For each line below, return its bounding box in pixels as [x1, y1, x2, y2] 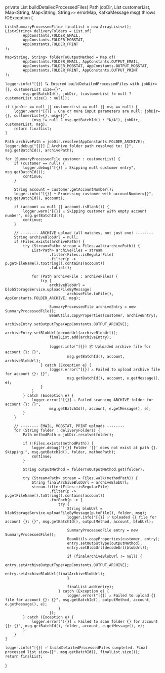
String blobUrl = [67, 506, 103, 511]
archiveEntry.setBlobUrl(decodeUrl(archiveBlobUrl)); [5, 330, 119, 335]
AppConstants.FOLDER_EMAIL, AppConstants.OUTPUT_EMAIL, [23, 59, 140, 64]
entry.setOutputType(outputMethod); [67, 541, 142, 546]
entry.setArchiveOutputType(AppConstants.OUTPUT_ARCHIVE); [5, 563, 129, 568]
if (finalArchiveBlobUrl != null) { [67, 554, 142, 559]
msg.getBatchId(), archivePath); [5, 148, 74, 153]
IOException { [5, 15, 33, 20]
